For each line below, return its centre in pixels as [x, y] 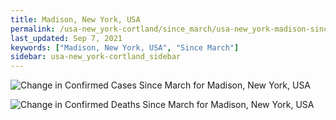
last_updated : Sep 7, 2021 [66, 38]
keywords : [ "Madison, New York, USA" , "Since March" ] [125, 47]
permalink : [33, 29]
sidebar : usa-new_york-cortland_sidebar [96, 57]
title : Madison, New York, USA [75, 19]
